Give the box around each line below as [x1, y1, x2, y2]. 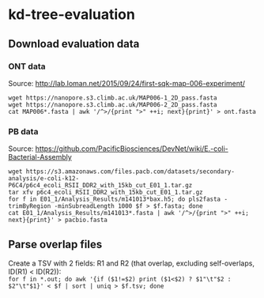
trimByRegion [8, 202, 51, 210]
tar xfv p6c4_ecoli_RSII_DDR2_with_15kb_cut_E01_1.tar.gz [8, 188, 203, 197]
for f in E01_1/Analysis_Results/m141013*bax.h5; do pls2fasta [8, 195, 221, 203]
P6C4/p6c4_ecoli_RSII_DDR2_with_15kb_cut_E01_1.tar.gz [8, 182, 193, 190]
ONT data [8, 61, 46, 72]
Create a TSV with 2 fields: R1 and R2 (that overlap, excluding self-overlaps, [8, 258, 255, 268]
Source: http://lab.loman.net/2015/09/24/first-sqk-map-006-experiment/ [8, 78, 246, 88]
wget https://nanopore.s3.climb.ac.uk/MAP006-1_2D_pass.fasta [8, 93, 217, 102]
